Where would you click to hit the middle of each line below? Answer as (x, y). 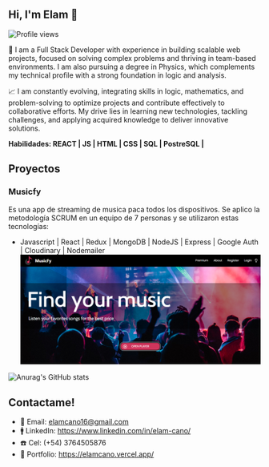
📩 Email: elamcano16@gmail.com (74, 422)
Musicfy (25, 191)
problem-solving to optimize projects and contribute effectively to (117, 103)
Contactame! (42, 403)
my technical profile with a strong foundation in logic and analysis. (117, 75)
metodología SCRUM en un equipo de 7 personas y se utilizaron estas (123, 218)
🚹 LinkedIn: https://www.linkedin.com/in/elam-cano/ (105, 431)
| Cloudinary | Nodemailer (62, 250)
